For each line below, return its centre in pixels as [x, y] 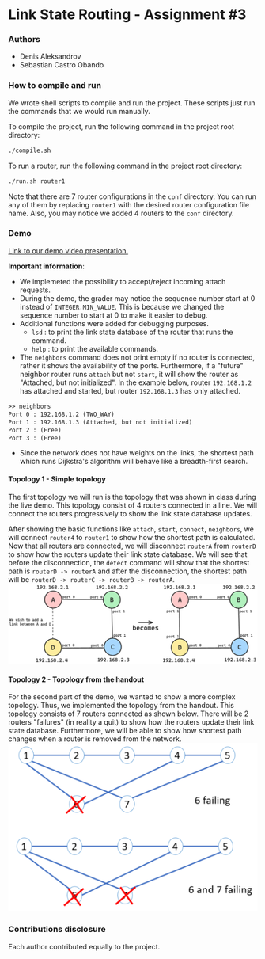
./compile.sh [30, 150]
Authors [25, 40]
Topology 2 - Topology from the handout [76, 679]
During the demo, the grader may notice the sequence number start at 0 [137, 298]
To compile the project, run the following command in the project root [121, 126]
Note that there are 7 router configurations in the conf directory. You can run [132, 196]
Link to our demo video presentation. [68, 250]
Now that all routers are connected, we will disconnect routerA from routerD [132, 546]
